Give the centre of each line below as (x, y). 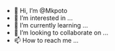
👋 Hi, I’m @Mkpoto (40, 11)
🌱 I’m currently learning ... (51, 25)
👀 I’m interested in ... (43, 18)
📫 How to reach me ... (46, 40)
